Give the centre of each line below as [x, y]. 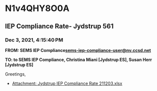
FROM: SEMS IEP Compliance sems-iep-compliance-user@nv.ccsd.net [78, 50]
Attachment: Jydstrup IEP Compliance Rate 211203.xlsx [67, 83]
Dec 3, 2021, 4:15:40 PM [34, 40]
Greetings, [16, 74]
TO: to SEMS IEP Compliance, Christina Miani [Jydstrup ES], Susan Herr [78, 59]
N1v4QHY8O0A [37, 8]
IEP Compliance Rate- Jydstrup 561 [59, 26]
